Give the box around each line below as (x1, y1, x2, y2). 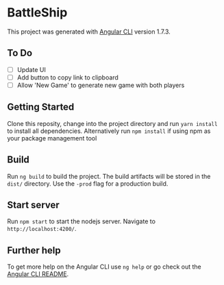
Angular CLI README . (7, 270, 69, 278)
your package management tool (7, 134, 97, 142)
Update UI (16, 65, 46, 73)
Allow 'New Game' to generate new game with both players (16, 81, 185, 89)
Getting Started (7, 101, 75, 113)
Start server (7, 199, 60, 210)
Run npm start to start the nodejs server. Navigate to (7, 217, 156, 225)
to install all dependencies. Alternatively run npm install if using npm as (7, 127, 211, 135)
